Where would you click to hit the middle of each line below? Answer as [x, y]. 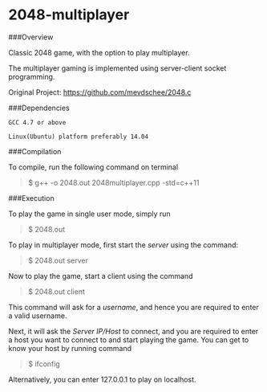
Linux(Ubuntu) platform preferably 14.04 [79, 137]
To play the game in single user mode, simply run [89, 214]
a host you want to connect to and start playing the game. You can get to [129, 340]
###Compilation [35, 151]
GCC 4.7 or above [37, 122]
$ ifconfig [44, 364]
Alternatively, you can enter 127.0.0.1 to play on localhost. [102, 379]
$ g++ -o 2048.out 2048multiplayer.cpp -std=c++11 [113, 182]
